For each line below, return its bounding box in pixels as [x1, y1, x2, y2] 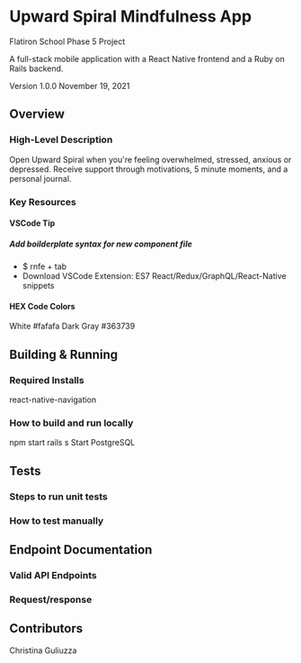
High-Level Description [9, 133, 113, 146]
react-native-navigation [9, 394, 97, 405]
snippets [22, 281, 55, 291]
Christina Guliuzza [9, 645, 77, 656]
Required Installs [9, 373, 84, 386]
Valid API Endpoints [9, 569, 97, 581]
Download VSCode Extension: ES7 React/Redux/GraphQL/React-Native [22, 271, 287, 282]
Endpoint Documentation [9, 542, 153, 557]
